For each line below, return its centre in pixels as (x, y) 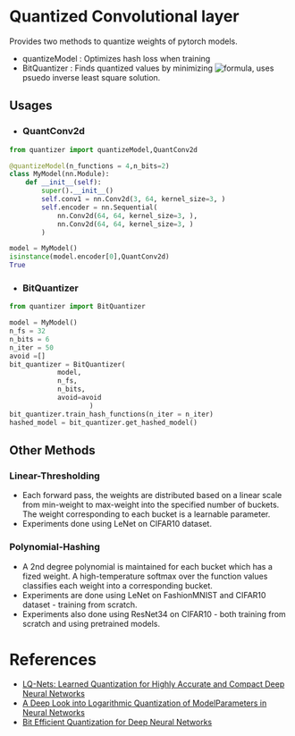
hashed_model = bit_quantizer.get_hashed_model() (104, 422)
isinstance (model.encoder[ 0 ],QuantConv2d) (89, 257)
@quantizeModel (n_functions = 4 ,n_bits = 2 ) (89, 166)
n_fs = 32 (28, 331)
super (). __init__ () (78, 191)
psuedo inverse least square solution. (91, 77)
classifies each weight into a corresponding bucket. (117, 585)
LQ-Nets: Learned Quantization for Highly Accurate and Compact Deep (153, 684)
